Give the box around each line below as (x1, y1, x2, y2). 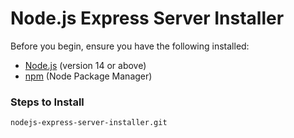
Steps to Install (10, 95, 85, 109)
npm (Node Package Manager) (24, 70, 153, 82)
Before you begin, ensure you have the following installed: (10, 40, 250, 52)
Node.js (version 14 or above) (24, 59, 147, 71)
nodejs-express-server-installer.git (10, 118, 168, 128)
